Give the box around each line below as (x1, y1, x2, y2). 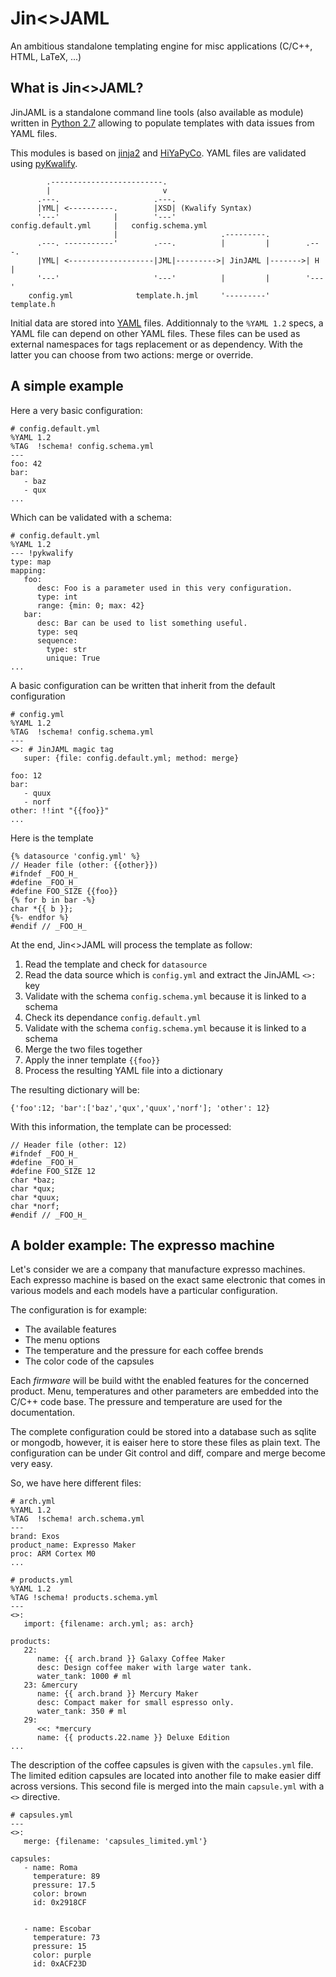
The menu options (24, 1334, 101, 1346)
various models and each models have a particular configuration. (10, 1285, 278, 1297)
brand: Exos (10, 1532, 60, 1542)
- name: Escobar (23, 1924, 92, 1934)
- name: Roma (23, 1863, 78, 1873)
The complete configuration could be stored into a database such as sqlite (10, 1426, 317, 1438)
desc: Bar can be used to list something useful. (36, 618, 248, 628)
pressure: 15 (32, 1942, 87, 1952)
